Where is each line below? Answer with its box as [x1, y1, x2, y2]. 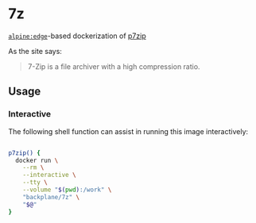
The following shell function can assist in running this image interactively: [8, 126, 249, 136]
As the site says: [8, 46, 62, 56]
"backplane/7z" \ [22, 193, 80, 201]
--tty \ [22, 179, 48, 186]
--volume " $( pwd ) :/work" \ [22, 186, 112, 194]
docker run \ [15, 156, 59, 164]
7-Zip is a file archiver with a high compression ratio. [27, 61, 200, 71]
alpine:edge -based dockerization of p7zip [8, 31, 146, 40]
